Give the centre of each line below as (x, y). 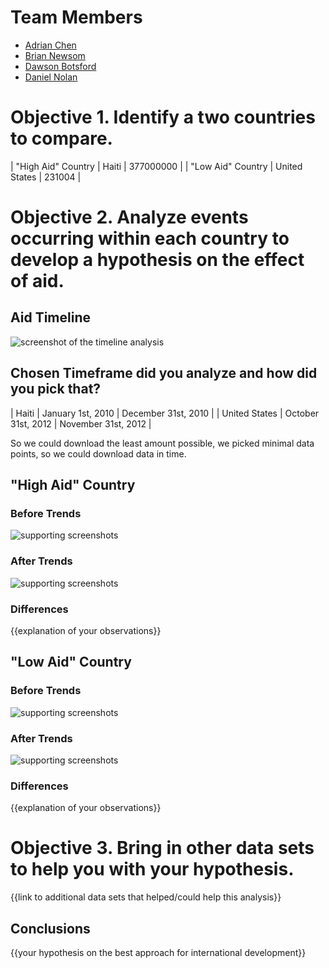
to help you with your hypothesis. (152, 869)
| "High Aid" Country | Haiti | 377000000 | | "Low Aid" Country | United (156, 166)
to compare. (61, 138)
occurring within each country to (150, 238)
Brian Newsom (55, 55)
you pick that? (56, 389)
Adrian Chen (50, 45)
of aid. (37, 281)
